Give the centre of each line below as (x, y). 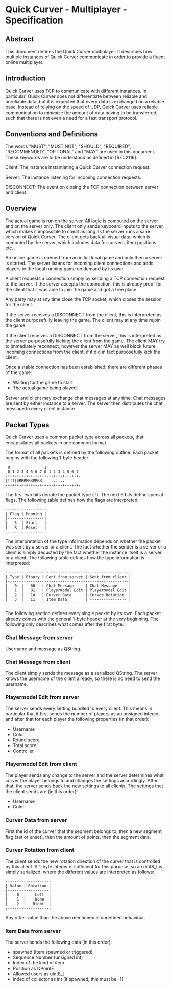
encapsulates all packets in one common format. (56, 443)
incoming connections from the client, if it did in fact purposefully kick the (83, 352)
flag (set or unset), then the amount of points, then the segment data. (78, 837)
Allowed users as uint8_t (39, 974)
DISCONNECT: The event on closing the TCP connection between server (82, 187)
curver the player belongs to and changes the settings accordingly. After (82, 781)
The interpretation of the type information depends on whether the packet (83, 541)
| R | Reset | (26, 528)
